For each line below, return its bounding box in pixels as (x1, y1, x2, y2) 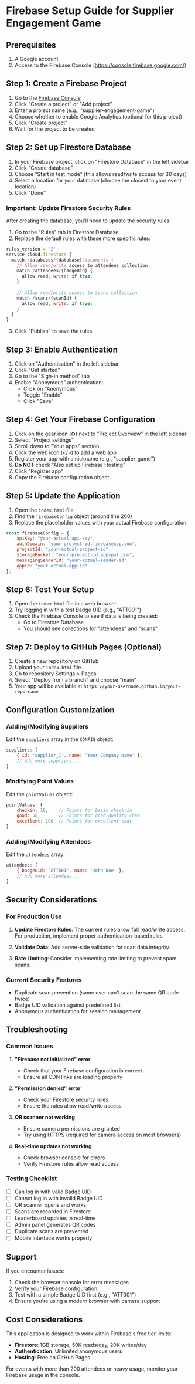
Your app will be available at (14, 682, 83, 690)
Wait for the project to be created (14, 125, 95, 133)
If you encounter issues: (6, 1267, 64, 1274)
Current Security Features (6, 976, 82, 984)
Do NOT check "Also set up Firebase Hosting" (14, 461, 126, 468)
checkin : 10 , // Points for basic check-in (16, 807, 132, 813)
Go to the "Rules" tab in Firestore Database (14, 228, 119, 235)
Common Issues (6, 1043, 54, 1051)
